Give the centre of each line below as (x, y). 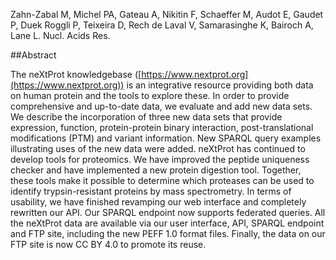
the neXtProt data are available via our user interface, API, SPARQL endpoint (167, 223)
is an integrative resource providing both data (220, 85)
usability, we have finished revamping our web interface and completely (158, 202)
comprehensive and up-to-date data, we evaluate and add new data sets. (161, 106)
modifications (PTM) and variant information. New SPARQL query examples (166, 138)
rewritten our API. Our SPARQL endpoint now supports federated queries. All (168, 212)
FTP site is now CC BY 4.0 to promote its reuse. (108, 244)
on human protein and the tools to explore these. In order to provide (150, 95)
